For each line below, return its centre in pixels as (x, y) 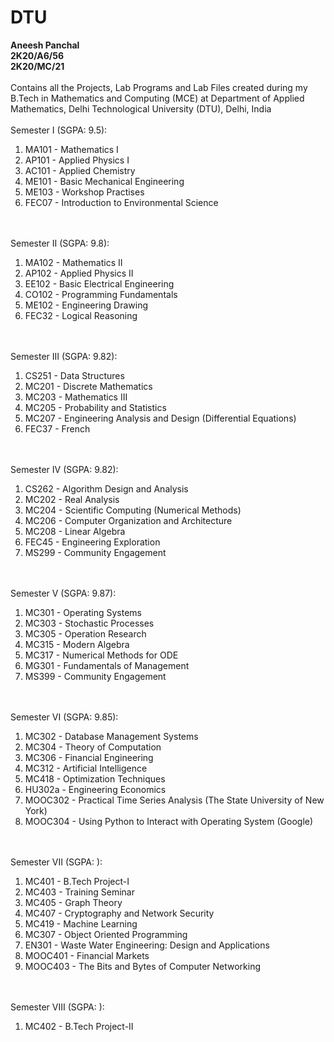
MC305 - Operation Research (85, 633)
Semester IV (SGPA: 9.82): (64, 469)
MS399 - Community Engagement (95, 676)
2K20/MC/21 (37, 66)
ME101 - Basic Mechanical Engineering (104, 181)
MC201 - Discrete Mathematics (88, 386)
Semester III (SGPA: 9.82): (64, 356)
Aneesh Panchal (45, 45)
